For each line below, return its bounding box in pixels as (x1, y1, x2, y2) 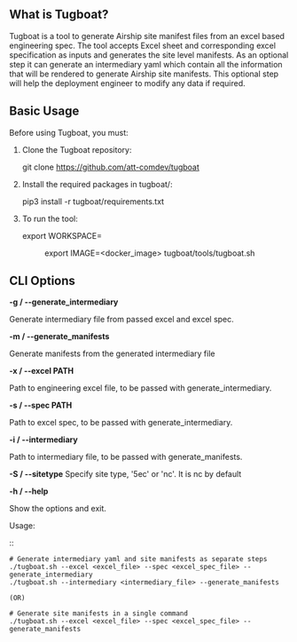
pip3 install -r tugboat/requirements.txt (21, 195, 165, 207)
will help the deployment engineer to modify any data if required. (9, 77, 246, 88)
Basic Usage (9, 104, 80, 119)
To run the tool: (21, 213, 78, 224)
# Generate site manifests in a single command (9, 609, 189, 618)
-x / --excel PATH (9, 366, 74, 376)
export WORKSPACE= (21, 230, 103, 241)
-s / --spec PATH (9, 400, 73, 411)
